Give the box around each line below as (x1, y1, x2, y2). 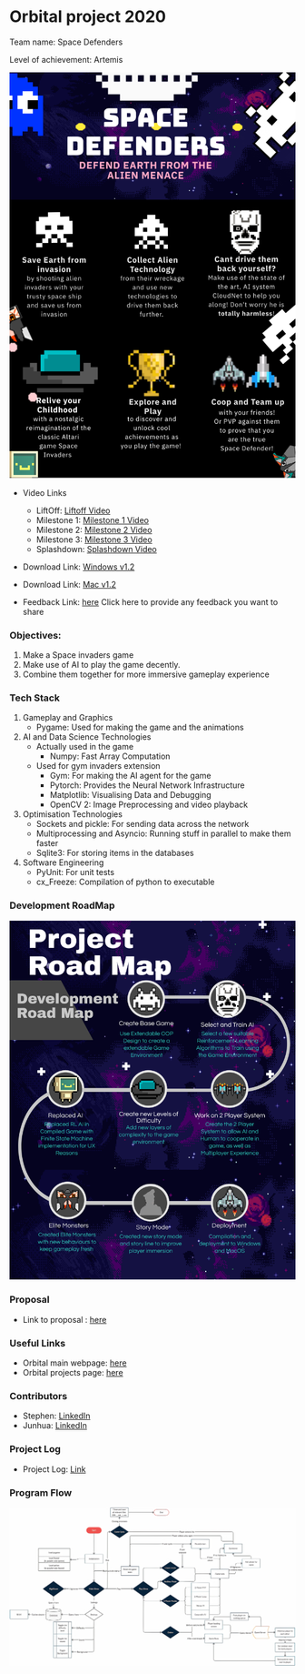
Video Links (22, 487, 67, 498)
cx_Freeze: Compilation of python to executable (35, 876, 215, 888)
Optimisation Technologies (22, 809, 123, 820)
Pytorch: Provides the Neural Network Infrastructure (49, 780, 245, 791)
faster (35, 838, 59, 849)
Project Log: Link (22, 1463, 86, 1475)
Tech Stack (9, 691, 61, 704)
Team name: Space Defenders (9, 36, 123, 47)
